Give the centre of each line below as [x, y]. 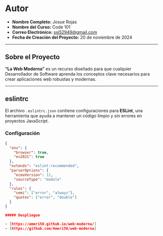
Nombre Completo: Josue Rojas [44, 22]
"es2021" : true [29, 157]
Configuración [23, 133]
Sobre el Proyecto [33, 57]
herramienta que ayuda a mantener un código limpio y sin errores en [73, 116]
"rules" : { [20, 189]
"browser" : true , [31, 152]
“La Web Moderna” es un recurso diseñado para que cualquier [68, 69]
